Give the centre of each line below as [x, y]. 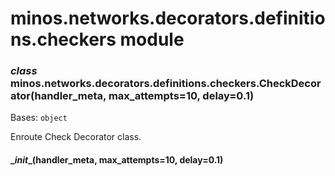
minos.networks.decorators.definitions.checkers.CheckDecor [166, 84]
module [152, 39]
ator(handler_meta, [58, 96]
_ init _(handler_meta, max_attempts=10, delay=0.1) [117, 160]
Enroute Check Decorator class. [76, 137]
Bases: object [39, 118]
